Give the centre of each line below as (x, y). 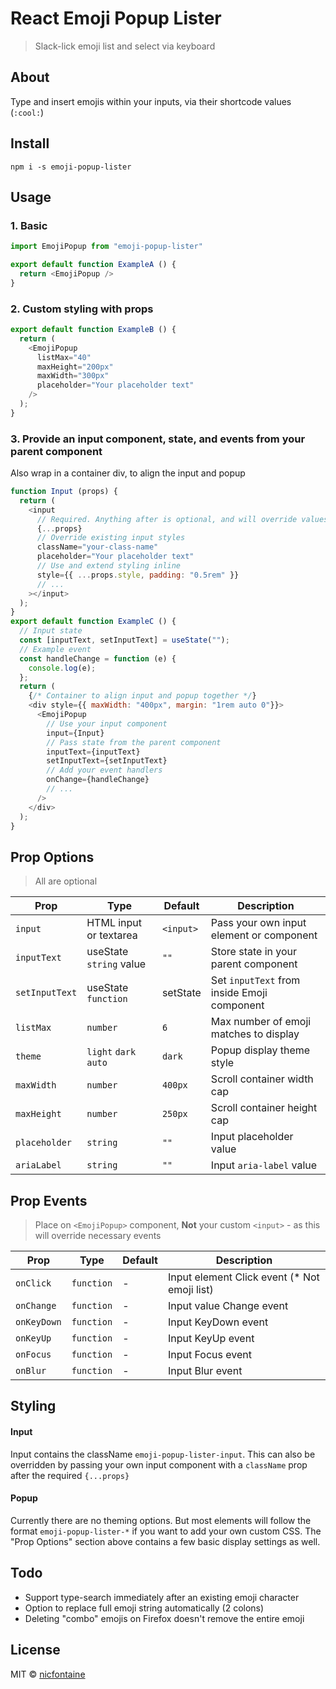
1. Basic (29, 225)
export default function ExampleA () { (93, 265)
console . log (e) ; (62, 668)
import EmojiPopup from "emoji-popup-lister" (106, 247)
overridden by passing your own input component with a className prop (159, 1464)
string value (116, 964)
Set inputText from (255, 980)
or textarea (112, 935)
